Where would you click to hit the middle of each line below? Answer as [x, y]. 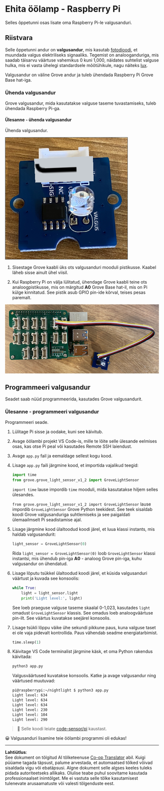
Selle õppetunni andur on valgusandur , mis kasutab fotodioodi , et [71, 49]
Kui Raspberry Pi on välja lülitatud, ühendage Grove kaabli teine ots [80, 282]
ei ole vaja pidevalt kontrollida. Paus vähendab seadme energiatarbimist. [85, 633]
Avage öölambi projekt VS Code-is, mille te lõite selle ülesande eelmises [84, 441]
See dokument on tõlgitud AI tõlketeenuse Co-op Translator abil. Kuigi [75, 758]
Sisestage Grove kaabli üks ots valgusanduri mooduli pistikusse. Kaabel [84, 267]
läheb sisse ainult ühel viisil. [40, 273]
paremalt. [22, 298]
